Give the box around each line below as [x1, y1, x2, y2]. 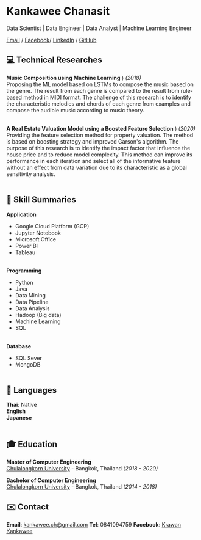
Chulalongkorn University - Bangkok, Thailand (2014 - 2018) [6, 483, 157, 491]
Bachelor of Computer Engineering [6, 476, 96, 484]
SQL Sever [15, 354, 43, 362]
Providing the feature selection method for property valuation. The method [6, 131, 194, 139]
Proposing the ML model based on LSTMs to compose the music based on [6, 81, 194, 88]
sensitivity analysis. [6, 170, 56, 178]
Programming [6, 267, 42, 274]
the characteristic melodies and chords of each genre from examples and [6, 100, 191, 108]
